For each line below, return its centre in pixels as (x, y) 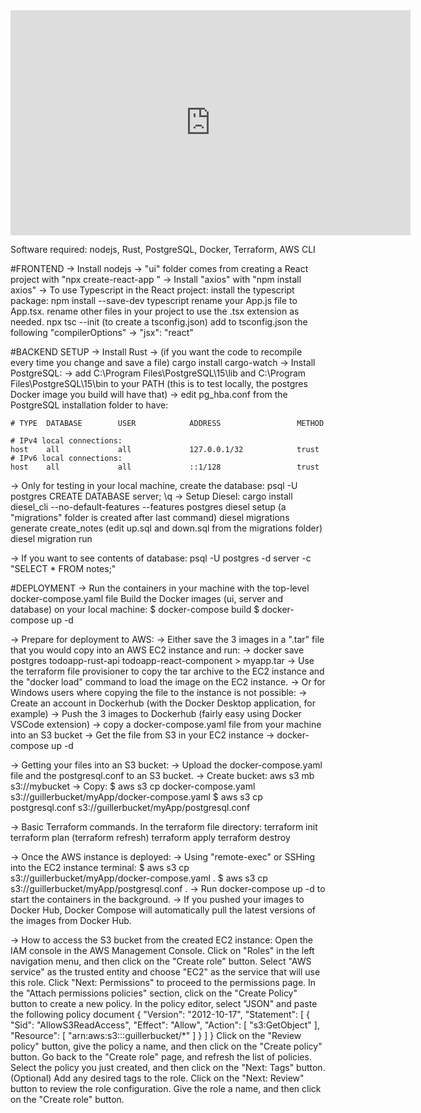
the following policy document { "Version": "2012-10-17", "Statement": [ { (160, 1014)
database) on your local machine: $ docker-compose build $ (135, 609)
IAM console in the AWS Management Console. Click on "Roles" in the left (162, 950)
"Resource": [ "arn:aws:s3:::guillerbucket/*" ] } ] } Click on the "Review (156, 1035)
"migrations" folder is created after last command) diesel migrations (150, 517)
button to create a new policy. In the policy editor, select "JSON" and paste (164, 1003)
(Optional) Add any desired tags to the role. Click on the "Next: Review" (157, 1078)
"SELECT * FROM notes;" (63, 568)
